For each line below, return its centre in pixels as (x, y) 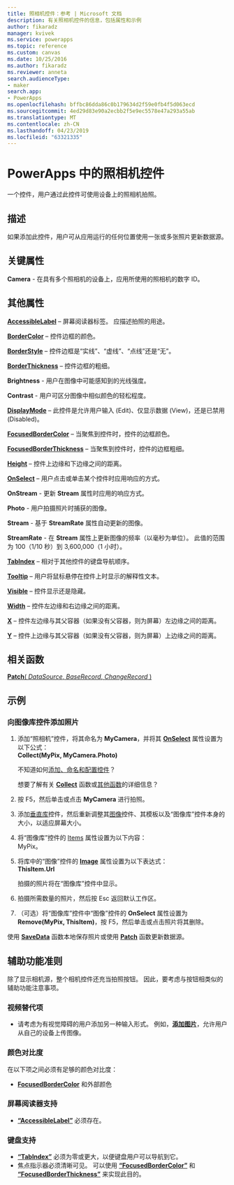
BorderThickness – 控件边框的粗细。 (60, 366)
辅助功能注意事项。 (35, 987)
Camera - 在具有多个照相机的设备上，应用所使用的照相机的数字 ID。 (105, 279)
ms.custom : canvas (34, 53)
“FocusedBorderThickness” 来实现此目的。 (81, 1175)
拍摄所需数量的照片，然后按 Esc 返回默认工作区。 (89, 899)
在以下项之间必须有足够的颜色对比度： (62, 1069)
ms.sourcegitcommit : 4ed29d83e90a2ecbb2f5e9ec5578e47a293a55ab (101, 111)
